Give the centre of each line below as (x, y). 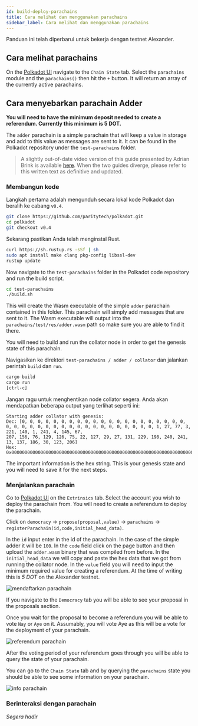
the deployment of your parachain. (48, 630)
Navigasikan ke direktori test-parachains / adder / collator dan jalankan (97, 360)
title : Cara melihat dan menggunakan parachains (67, 17)
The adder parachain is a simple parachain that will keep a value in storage (96, 135)
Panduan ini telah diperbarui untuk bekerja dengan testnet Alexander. (90, 40)
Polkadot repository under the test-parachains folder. (71, 147)
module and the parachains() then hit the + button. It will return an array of (96, 78)
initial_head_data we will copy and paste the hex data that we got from (94, 559)
